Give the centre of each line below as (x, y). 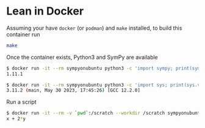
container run (23, 34)
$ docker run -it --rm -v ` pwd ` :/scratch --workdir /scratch (86, 113)
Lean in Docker (45, 11)
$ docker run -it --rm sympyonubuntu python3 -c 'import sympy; (90, 68)
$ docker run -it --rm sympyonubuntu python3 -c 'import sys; (87, 85)
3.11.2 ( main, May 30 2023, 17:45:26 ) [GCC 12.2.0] (73, 90)
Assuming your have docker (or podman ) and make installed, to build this (94, 28)
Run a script (21, 102)
